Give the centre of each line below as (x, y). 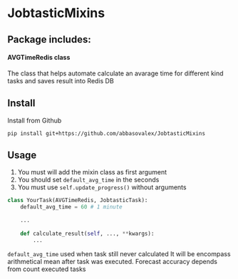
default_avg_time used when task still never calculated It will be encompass (119, 253)
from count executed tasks (47, 269)
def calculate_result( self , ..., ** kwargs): (87, 233)
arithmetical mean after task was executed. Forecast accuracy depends (112, 261)
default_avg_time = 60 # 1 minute (71, 207)
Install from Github (35, 120)
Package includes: (49, 40)
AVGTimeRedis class (39, 58)
